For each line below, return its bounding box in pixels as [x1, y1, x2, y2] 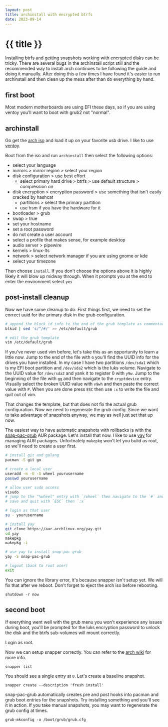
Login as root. [5, 639, 34, 645]
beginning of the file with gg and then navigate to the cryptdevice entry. [5, 376, 152, 382]
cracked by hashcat [12, 194, 53, 200]
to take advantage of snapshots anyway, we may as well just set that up [5, 412, 153, 418]
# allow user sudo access [5, 485, 59, 490]
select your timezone [12, 258, 56, 264]
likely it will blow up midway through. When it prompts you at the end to [5, 273, 152, 279]
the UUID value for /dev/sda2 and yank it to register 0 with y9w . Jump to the [5, 370, 160, 377]
